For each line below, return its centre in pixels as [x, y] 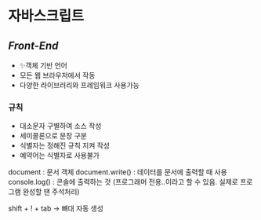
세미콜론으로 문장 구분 [53, 136]
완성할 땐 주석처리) [51, 192]
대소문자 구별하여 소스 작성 [60, 126]
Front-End [33, 45]
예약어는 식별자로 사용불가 [60, 156]
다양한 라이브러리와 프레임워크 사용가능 [79, 85]
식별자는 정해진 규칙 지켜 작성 [64, 145]
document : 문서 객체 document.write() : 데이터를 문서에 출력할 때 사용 [118, 172]
